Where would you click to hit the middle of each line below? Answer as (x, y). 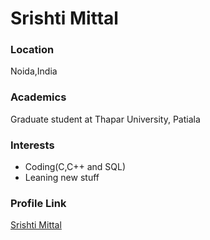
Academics (38, 97)
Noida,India (34, 71)
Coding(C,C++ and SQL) (75, 167)
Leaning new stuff (62, 178)
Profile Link (38, 203)
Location (32, 50)
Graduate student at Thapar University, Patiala (105, 119)
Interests (32, 145)
